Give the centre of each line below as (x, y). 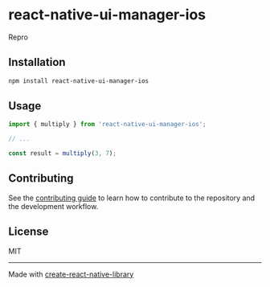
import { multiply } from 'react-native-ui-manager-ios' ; (107, 125)
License (29, 232)
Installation (37, 62)
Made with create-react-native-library (71, 274)
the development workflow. (53, 206)
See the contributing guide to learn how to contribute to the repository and (132, 198)
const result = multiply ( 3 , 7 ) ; (62, 154)
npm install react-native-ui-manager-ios (79, 81)
